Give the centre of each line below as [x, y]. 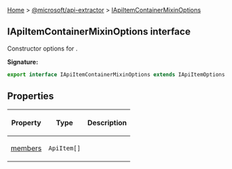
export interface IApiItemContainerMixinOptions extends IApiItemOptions [116, 74]
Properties [31, 96]
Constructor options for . [42, 48]
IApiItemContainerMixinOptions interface [99, 32]
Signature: [23, 62]
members [26, 148]
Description [107, 123]
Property [26, 123]
